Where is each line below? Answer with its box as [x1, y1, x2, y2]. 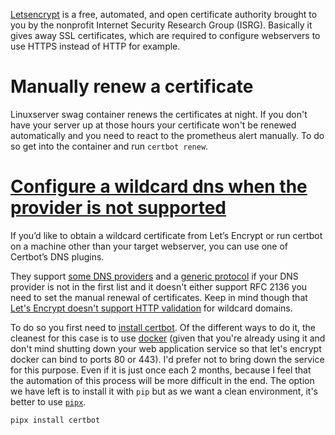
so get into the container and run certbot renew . [10, 140, 209, 152]
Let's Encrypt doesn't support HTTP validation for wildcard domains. [10, 302, 293, 314]
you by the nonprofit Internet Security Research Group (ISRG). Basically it [10, 19, 313, 31]
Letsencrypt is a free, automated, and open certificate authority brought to [10, 9, 318, 20]
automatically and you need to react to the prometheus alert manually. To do [10, 129, 325, 141]
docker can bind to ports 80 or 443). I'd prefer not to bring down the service [10, 353, 325, 365]
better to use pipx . [10, 395, 87, 408]
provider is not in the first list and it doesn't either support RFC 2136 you [10, 280, 308, 293]
